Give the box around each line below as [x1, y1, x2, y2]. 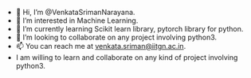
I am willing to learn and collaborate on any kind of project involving [15, 53, 238, 62]
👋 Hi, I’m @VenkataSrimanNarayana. [15, 8, 135, 17]
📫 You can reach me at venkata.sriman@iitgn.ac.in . [15, 42, 186, 50]
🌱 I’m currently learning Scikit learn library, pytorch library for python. [15, 24, 244, 33]
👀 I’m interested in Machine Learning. [15, 16, 139, 25]
